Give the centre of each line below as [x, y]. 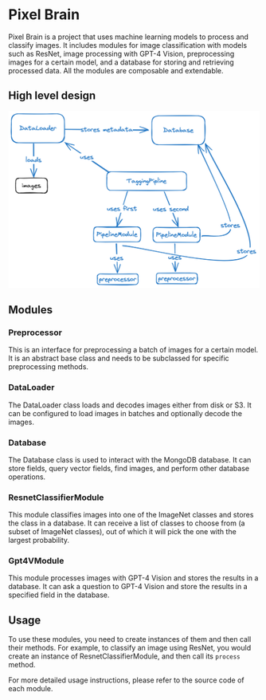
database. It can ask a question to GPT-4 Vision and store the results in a [128, 587]
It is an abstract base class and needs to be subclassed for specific [119, 358]
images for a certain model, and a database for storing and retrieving [121, 62]
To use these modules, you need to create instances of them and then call [130, 639]
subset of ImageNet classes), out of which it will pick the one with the [122, 532]
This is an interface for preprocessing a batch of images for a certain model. [133, 350]
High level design [52, 96]
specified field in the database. [59, 595]
